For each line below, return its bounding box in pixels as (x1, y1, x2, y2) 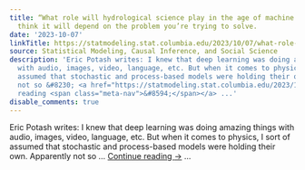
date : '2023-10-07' (9, 30, 84, 39)
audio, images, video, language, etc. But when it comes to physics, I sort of (9, 132, 290, 143)
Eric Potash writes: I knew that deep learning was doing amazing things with (9, 122, 295, 133)
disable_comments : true (9, 97, 100, 107)
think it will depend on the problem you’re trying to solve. (17, 22, 258, 31)
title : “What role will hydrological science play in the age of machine (9, 13, 295, 23)
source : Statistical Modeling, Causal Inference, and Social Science (9, 47, 279, 56)
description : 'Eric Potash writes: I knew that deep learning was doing (9, 55, 290, 64)
